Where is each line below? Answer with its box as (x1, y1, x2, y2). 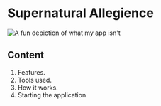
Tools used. (17, 75, 52, 84)
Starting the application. (17, 90, 88, 99)
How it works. (17, 83, 58, 92)
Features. (17, 68, 46, 76)
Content (7, 49, 45, 61)
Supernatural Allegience (7, 5, 154, 21)
